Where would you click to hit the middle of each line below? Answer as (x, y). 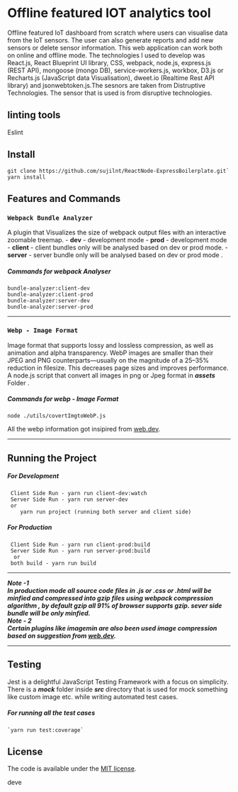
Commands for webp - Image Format (63, 399)
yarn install (27, 177)
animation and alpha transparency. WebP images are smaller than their (110, 353)
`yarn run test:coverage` (45, 730)
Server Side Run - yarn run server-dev (69, 499)
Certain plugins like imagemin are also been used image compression (112, 628)
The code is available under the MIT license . (72, 769)
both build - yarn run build (53, 563)
